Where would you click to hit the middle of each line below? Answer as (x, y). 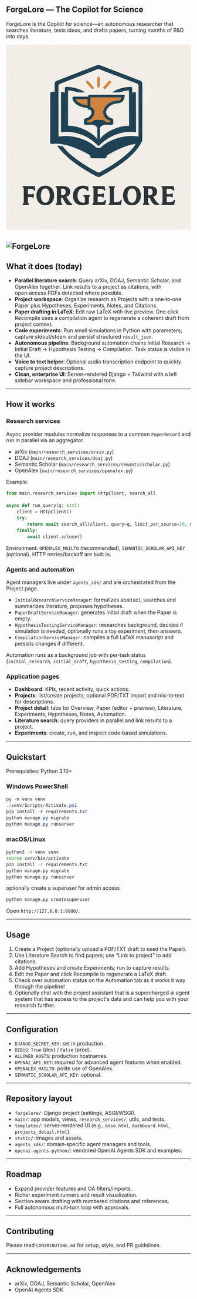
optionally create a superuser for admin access (63, 888)
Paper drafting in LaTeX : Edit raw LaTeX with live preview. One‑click (96, 312)
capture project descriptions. (50, 368)
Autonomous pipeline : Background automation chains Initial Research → (103, 343)
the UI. (23, 356)
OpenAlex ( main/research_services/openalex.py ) (74, 470)
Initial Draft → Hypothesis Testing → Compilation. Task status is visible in (102, 349)
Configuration (32, 1029)
